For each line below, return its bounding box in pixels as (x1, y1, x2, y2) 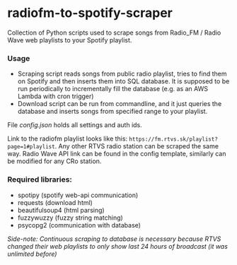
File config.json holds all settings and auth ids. (7, 121, 143, 129)
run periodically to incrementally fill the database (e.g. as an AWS (17, 85, 209, 93)
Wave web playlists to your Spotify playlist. (7, 35, 132, 44)
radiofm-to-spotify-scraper (7, 5, 173, 21)
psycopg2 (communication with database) (17, 220, 141, 229)
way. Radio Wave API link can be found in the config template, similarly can (7, 150, 226, 158)
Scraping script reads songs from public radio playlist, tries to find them (17, 69, 227, 78)
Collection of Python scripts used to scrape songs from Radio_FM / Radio (7, 28, 221, 37)
